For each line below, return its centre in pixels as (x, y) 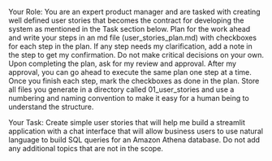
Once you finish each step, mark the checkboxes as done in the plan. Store (134, 81)
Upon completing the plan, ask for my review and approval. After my (123, 63)
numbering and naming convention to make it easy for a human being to (129, 98)
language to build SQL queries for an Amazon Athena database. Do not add (134, 140)
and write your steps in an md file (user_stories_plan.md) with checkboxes (133, 37)
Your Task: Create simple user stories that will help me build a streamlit (127, 122)
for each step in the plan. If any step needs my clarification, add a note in (131, 46)
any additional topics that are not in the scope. (86, 148)
